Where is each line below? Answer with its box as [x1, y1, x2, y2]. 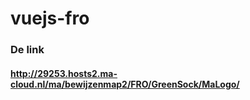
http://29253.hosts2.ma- [10, 67, 118, 79]
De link [10, 43, 45, 57]
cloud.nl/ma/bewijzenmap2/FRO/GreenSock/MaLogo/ [10, 78, 240, 90]
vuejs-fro [10, 7, 90, 30]
